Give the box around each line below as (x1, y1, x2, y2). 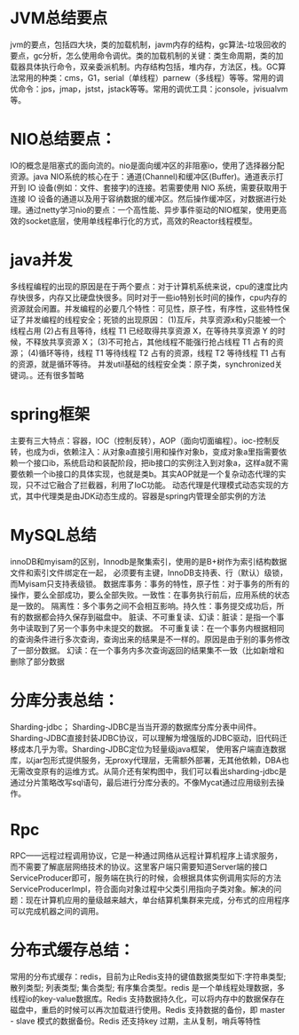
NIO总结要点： (10, 130, 116, 149)
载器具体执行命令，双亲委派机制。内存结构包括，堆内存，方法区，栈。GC (10, 61, 279, 72)
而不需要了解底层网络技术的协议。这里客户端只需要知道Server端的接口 (10, 861, 268, 872)
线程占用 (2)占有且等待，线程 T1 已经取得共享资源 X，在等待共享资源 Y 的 (10, 325, 279, 336)
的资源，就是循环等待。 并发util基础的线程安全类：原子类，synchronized (10, 359, 275, 369)
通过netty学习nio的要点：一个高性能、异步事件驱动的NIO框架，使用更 (25, 204, 279, 215)
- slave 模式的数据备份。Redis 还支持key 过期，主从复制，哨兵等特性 (10, 1015, 261, 1026)
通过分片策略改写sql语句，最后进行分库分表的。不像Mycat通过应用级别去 (10, 777, 278, 787)
